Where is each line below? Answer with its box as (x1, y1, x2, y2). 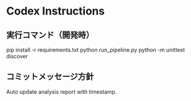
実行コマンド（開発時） (6, 30, 94, 40)
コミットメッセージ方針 (6, 71, 94, 82)
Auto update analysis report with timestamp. (6, 88, 117, 95)
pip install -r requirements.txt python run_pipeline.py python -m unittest (6, 47, 185, 53)
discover (6, 53, 28, 60)
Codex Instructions (6, 4, 105, 18)
